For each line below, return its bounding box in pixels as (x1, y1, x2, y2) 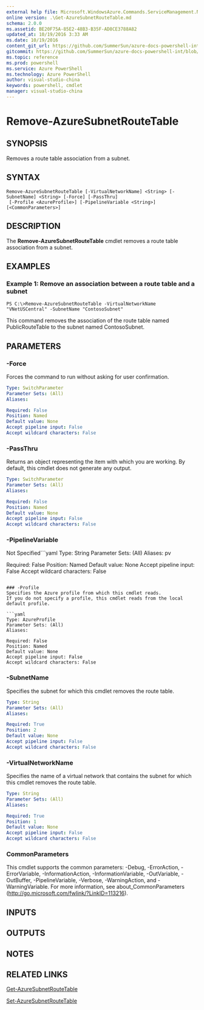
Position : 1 (6, 818, 36, 825)
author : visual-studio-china (6, 77, 80, 83)
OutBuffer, (6, 877, 32, 884)
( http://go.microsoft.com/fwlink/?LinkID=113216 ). (6, 889, 129, 897)
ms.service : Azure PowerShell (6, 65, 83, 72)
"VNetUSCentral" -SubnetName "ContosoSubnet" (6, 306, 123, 312)
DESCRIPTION (6, 221, 61, 231)
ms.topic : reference (6, 54, 59, 60)
